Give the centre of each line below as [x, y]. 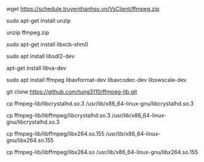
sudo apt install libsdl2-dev [40, 56]
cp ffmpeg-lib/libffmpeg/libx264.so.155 [55, 134]
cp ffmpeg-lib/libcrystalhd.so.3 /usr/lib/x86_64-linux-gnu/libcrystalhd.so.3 [100, 104]
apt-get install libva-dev [36, 68]
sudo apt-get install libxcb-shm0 [47, 44]
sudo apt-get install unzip [39, 20]
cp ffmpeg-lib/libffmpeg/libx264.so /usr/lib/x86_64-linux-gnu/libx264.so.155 [102, 152]
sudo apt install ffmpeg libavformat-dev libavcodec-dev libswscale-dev [96, 80]
